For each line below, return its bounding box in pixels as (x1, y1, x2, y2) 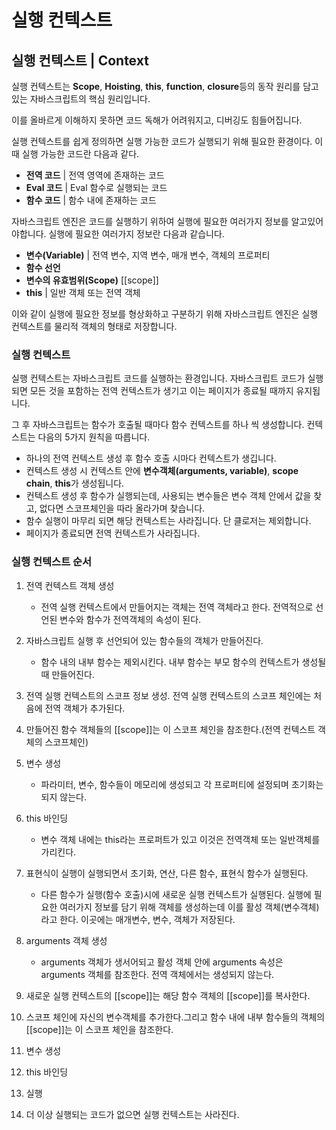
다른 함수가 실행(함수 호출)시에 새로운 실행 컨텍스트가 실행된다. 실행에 (40, 888, 312, 900)
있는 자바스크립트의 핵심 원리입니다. (11, 93, 151, 105)
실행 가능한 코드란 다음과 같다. (21, 148, 140, 160)
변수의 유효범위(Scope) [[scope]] (25, 274, 159, 286)
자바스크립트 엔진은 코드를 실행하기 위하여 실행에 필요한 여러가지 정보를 (11, 216, 289, 227)
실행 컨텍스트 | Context (11, 52, 149, 69)
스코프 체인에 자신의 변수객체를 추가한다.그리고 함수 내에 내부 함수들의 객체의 (25, 1011, 326, 1023)
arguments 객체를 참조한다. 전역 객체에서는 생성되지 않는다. (40, 968, 275, 980)
